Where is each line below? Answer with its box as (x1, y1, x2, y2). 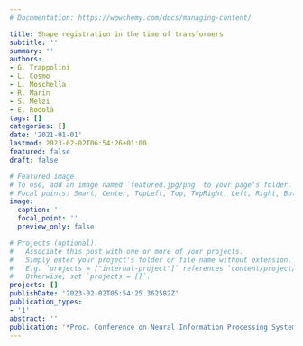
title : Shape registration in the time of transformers (9, 29, 224, 39)
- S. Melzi (9, 97, 50, 106)
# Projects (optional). (9, 238, 99, 248)
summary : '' (9, 46, 54, 55)
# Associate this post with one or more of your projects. (9, 247, 244, 256)
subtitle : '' (9, 38, 59, 47)
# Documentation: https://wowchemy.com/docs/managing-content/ (9, 13, 252, 23)
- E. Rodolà (9, 105, 54, 114)
